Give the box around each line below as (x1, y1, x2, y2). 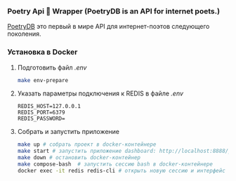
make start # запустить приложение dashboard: (17, 147, 157, 155)
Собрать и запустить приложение (17, 128, 120, 136)
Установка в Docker (7, 47, 78, 57)
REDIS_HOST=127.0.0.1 (17, 103, 81, 110)
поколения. (7, 29, 41, 38)
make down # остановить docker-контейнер (17, 154, 140, 161)
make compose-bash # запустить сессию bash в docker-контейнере (17, 161, 213, 168)
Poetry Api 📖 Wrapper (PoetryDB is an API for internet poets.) (7, 6, 220, 16)
